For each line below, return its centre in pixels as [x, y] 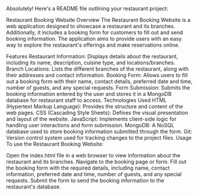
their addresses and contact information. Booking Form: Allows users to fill [97, 75]
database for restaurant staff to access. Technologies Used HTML [87, 100]
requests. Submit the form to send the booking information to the [85, 180]
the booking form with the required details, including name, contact [88, 168]
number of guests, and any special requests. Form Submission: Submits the [98, 87]
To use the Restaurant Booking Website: [55, 144]
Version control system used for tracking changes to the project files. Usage [99, 138]
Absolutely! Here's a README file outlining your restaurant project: [87, 9]
